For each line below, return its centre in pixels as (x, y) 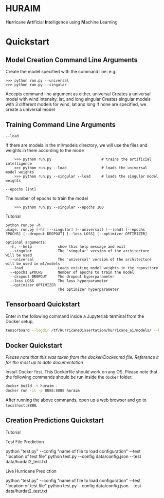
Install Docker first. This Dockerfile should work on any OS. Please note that (82, 372)
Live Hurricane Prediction (31, 471)
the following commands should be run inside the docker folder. (69, 377)
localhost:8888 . (22, 405)
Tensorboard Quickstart (43, 304)
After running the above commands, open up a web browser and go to (76, 400)
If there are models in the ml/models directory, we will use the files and (76, 145)
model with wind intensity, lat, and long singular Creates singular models (78, 99)
